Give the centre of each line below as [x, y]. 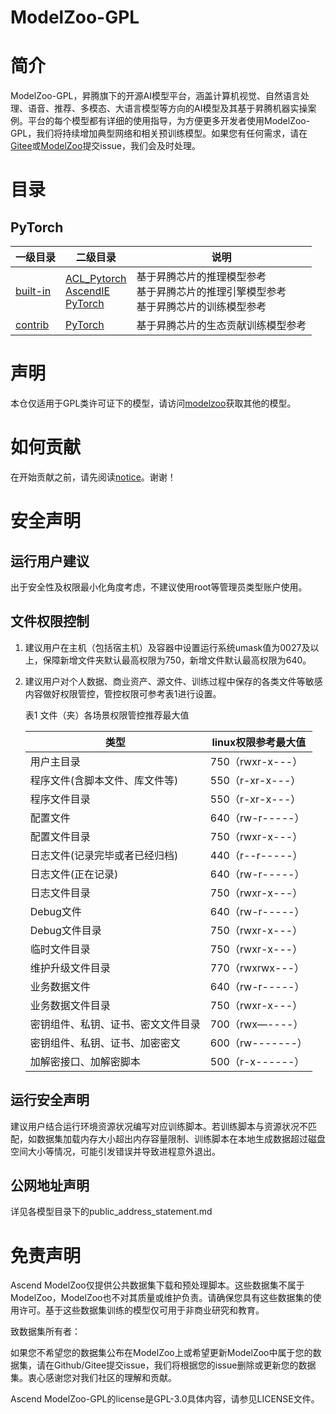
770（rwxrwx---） [257, 968]
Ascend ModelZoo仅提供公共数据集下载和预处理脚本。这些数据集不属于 [157, 1285]
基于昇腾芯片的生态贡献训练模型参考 [221, 326]
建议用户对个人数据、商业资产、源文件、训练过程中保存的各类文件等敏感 [173, 681]
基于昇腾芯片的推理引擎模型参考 [211, 292]
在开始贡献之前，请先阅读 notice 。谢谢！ [93, 477]
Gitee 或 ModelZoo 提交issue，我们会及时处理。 [105, 146]
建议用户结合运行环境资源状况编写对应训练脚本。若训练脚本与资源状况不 [159, 1126]
